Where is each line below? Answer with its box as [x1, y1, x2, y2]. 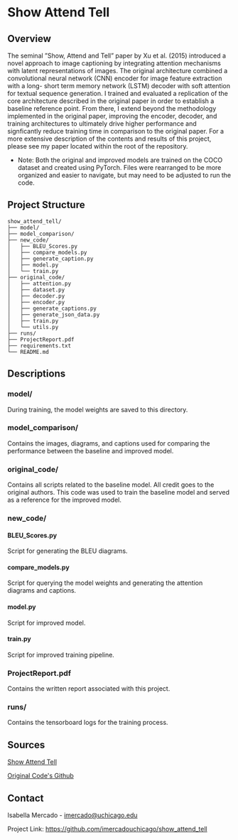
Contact [7, 792, 44, 804]
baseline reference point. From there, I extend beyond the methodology [7, 104, 217, 112]
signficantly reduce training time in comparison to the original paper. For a [7, 127, 225, 135]
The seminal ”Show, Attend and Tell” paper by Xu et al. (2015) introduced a [7, 51, 226, 60]
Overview [7, 33, 52, 45]
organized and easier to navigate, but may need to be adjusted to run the [17, 171, 232, 179]
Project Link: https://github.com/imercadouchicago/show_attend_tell [7, 825, 207, 834]
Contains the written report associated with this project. [7, 684, 171, 693]
